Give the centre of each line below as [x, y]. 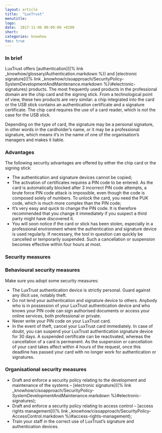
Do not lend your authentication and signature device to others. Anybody [85, 300]
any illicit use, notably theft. [39, 295]
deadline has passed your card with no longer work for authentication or [84, 352]
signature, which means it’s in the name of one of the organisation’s [72, 135]
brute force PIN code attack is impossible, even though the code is [78, 193]
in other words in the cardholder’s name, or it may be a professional [72, 129]
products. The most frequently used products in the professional [93, 89]
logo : [10, 23]
